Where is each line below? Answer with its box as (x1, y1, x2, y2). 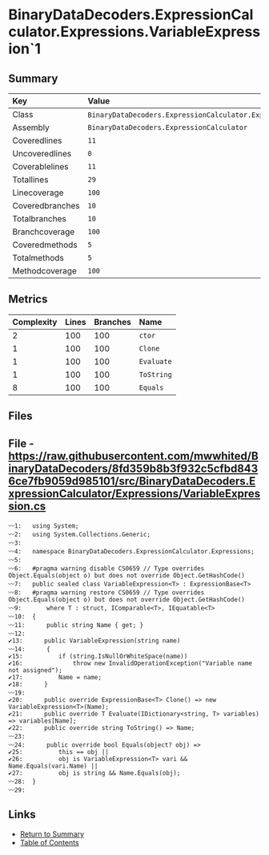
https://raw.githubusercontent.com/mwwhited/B (8, 449, 259, 463)
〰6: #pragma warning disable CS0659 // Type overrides (8, 565, 205, 573)
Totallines (12, 174, 49, 185)
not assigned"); (8, 667, 62, 675)
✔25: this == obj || (8, 748, 110, 756)
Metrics (8, 293, 48, 306)
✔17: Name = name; (8, 674, 102, 682)
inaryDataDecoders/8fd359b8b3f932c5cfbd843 (8, 461, 259, 475)
